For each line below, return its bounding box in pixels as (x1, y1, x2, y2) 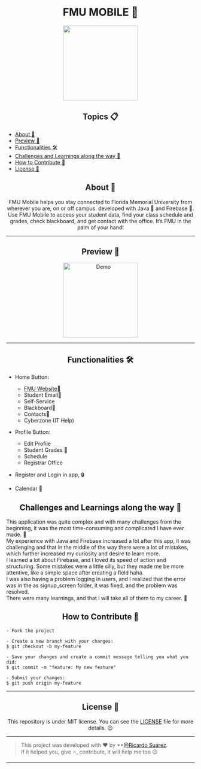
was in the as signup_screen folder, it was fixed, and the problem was (6, 582, 178, 589)
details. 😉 (88, 724, 113, 731)
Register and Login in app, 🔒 (14, 471, 85, 478)
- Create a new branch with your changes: (6, 638, 114, 644)
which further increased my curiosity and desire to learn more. (6, 550, 160, 557)
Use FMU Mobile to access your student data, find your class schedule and (8, 211, 193, 218)
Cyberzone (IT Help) (23, 417, 75, 424)
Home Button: (14, 373, 50, 381)
